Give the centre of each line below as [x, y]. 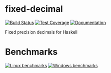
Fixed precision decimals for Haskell [41, 32]
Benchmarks [31, 52]
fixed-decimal [34, 9]
